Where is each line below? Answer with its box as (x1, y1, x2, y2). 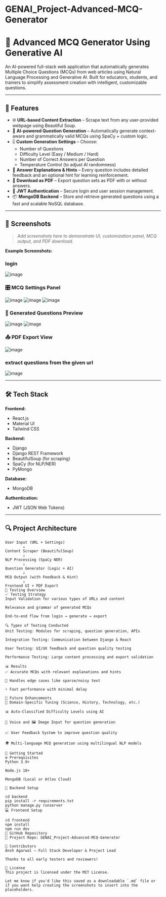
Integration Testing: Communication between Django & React (5, 637, 132, 642)
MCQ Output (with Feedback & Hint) (5, 575, 79, 579)
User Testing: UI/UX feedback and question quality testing (5, 646, 132, 651)
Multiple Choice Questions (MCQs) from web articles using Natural (5, 69, 141, 75)
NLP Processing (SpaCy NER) (5, 557, 63, 562)
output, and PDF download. (17, 238, 74, 244)
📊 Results (5, 664, 27, 669)
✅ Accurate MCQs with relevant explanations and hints (5, 669, 122, 674)
